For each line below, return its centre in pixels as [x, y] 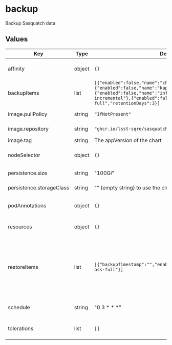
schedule [19, 307]
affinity [16, 69]
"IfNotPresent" [113, 114]
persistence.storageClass [39, 187]
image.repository [28, 128]
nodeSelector [24, 155]
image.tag [20, 140]
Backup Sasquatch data [30, 23]
